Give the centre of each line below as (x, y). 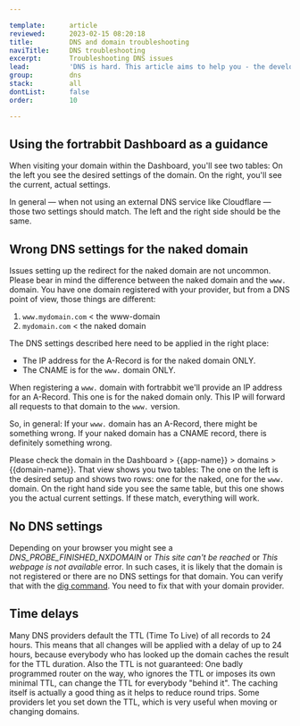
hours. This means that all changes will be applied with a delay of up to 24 (146, 645)
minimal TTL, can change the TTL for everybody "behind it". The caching (144, 683)
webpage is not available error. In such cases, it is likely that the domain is (146, 566)
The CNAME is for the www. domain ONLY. (99, 370)
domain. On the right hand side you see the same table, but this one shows (147, 489)
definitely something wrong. (61, 443)
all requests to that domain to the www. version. (95, 407)
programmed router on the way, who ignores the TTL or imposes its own (142, 673)
